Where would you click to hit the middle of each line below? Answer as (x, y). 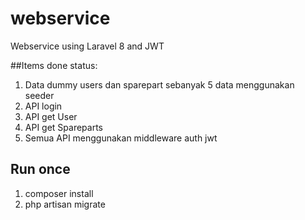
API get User (51, 116)
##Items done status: (54, 65)
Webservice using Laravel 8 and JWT (87, 46)
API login (43, 106)
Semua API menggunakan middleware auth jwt (121, 138)
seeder (39, 95)
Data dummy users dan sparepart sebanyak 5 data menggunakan (159, 84)
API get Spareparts (64, 127)
